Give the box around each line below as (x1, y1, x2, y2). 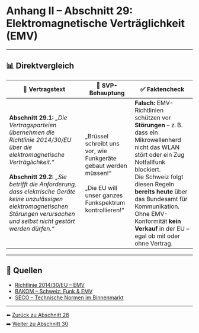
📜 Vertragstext (23, 85, 66, 93)
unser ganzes (85, 191, 123, 199)
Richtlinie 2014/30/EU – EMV (14, 281, 85, 288)
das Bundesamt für (134, 195, 188, 203)
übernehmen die (9, 128, 55, 137)
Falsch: (134, 99, 156, 107)
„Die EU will (85, 183, 117, 192)
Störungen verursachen (9, 209, 75, 218)
